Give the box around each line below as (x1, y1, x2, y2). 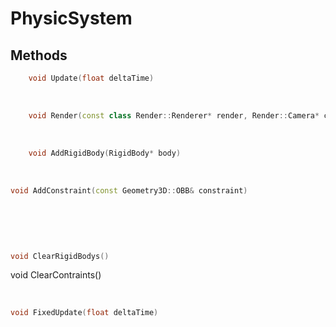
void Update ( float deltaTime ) (28, 73, 155, 83)
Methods (10, 47, 68, 64)
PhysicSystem (10, 7, 133, 30)
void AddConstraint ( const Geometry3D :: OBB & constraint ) (10, 185, 248, 196)
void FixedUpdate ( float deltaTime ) (10, 308, 159, 318)
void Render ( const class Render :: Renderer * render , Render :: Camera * (28, 110, 320, 121)
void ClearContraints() (10, 269, 102, 281)
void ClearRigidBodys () (10, 251, 110, 261)
